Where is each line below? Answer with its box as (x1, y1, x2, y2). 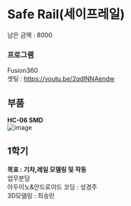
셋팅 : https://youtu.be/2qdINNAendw (7, 75, 115, 83)
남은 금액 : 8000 (7, 31, 53, 39)
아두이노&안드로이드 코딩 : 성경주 (7, 182, 98, 191)
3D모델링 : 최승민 (7, 191, 55, 200)
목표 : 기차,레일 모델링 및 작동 (7, 165, 87, 173)
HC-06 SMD (7, 116, 43, 124)
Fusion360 (7, 66, 39, 75)
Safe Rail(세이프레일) (7, 6, 125, 22)
